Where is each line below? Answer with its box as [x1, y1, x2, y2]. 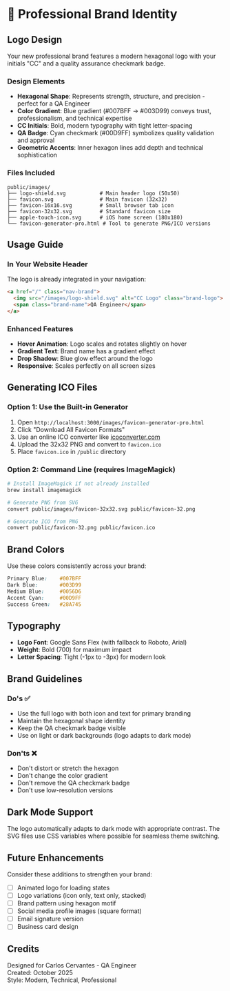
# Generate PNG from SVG [7, 499, 79, 506]
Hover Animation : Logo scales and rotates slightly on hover [17, 340, 187, 348]
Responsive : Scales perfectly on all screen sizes [17, 362, 156, 370]
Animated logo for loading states [17, 883, 110, 892]
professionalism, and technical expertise [17, 114, 132, 123]
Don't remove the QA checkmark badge [17, 779, 130, 787]
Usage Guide [7, 238, 64, 251]
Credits [7, 943, 40, 954]
